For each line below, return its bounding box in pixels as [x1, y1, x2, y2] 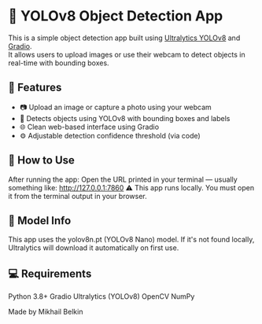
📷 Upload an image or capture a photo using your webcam [19, 102, 212, 112]
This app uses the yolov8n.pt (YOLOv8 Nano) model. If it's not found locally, [8, 235, 255, 245]
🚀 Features [8, 81, 62, 94]
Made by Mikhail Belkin [8, 307, 83, 317]
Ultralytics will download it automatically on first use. [8, 243, 179, 252]
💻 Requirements [8, 267, 92, 280]
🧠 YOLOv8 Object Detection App [8, 7, 223, 25]
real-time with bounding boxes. [8, 58, 109, 68]
